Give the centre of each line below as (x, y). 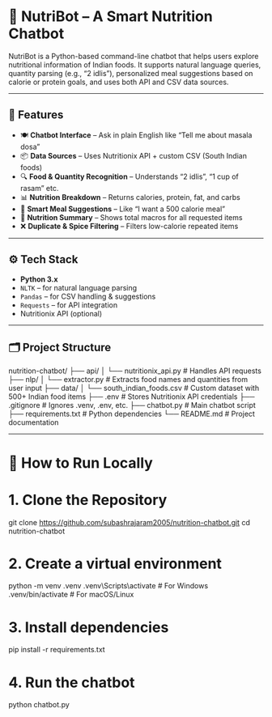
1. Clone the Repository (88, 500)
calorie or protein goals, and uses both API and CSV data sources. (119, 82)
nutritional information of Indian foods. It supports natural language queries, (135, 65)
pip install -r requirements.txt (57, 650)
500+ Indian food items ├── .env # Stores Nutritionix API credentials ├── (132, 397)
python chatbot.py (39, 705)
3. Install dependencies (89, 627)
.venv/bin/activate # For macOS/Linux (71, 595)
